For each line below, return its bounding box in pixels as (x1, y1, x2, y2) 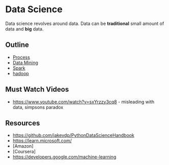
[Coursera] (12, 149, 36, 155)
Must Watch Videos (5, 85, 69, 94)
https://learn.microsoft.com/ (12, 137, 72, 144)
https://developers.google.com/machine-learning (12, 154, 117, 160)
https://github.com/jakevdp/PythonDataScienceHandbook (12, 132, 135, 139)
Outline (5, 41, 29, 49)
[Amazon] (12, 143, 34, 149)
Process (12, 54, 31, 60)
